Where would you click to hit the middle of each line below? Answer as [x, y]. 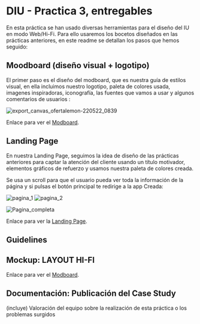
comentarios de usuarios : [38, 99]
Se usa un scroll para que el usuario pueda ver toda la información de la [95, 180]
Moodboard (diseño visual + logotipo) [78, 66]
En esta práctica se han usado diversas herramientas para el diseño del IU [98, 28]
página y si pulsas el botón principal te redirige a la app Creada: [85, 186]
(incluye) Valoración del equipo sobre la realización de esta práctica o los [97, 308]
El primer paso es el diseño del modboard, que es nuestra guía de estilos [96, 80]
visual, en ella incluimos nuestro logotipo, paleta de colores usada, [88, 86]
